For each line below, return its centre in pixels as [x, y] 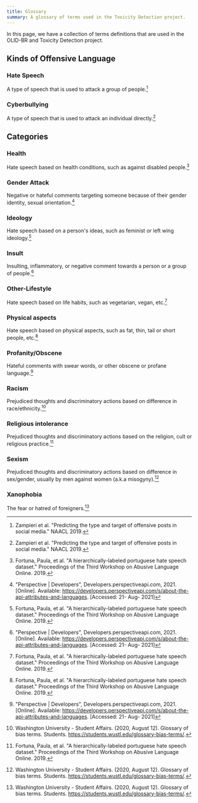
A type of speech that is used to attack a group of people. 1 [78, 89]
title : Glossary [26, 11]
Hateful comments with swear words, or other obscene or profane [87, 366]
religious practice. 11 [30, 443]
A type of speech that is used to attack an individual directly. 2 [81, 118]
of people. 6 [21, 273]
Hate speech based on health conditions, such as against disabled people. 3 [98, 167]
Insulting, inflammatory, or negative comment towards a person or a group [97, 266]
